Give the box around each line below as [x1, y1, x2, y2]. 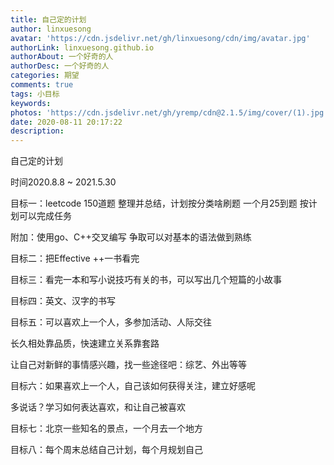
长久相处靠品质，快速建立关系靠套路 [10, 337, 160, 350]
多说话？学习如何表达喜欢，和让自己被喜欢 [10, 401, 186, 413]
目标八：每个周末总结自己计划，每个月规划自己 [10, 444, 203, 456]
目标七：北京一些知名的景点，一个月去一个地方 [10, 422, 203, 435]
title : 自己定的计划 [10, 14, 87, 25]
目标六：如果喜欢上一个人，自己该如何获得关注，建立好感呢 [10, 380, 256, 392]
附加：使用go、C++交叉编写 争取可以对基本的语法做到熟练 [10, 231, 252, 243]
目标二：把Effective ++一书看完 [10, 252, 140, 265]
